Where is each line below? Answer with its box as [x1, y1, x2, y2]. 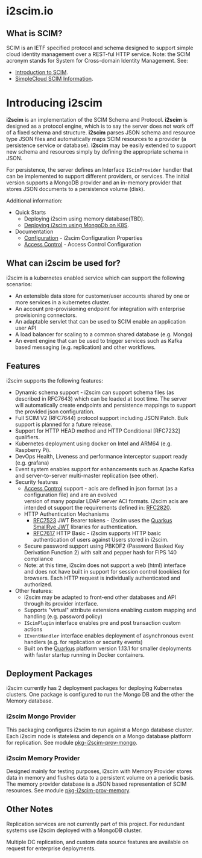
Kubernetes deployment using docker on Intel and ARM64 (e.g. [14, 440, 172, 447]
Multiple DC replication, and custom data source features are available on [6, 838, 189, 845]
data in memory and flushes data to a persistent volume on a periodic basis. [6, 774, 195, 781]
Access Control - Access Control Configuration [24, 240, 142, 248]
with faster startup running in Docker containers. [24, 651, 145, 658]
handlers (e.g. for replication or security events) [24, 638, 143, 645]
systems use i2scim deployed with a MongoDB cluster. [6, 827, 142, 834]
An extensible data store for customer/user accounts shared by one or [14, 292, 190, 299]
